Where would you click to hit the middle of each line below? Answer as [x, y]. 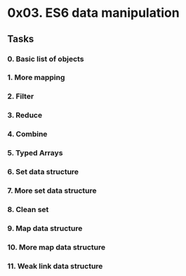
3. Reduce [25, 115]
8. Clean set [28, 209]
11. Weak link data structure [55, 266]
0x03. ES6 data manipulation [94, 13]
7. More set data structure [52, 190]
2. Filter [21, 96]
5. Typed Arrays [35, 153]
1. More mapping [36, 77]
